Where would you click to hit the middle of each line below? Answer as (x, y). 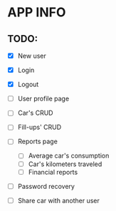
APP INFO (37, 12)
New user (32, 56)
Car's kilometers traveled (65, 164)
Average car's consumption (69, 156)
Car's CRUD (35, 113)
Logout (28, 84)
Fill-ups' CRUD (39, 127)
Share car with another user (58, 200)
